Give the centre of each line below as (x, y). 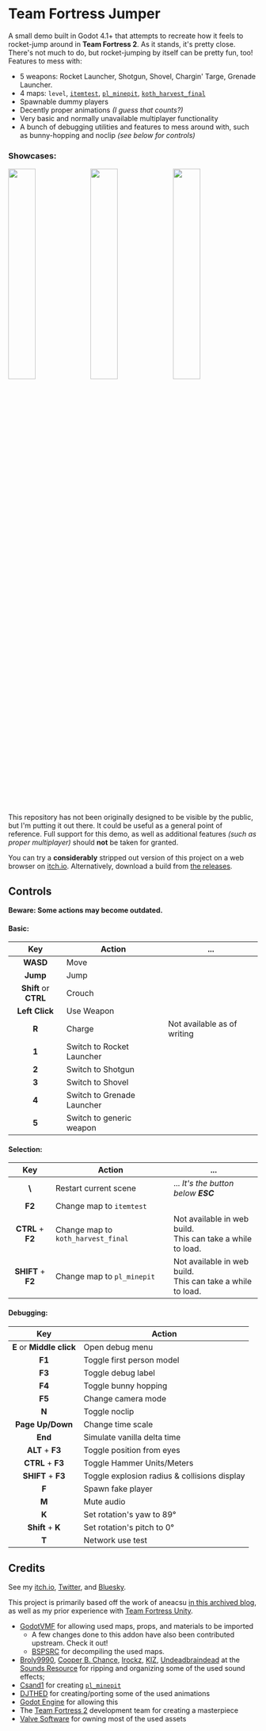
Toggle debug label (120, 1373)
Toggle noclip (109, 1411)
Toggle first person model (131, 1359)
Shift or (35, 989)
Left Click (35, 1011)
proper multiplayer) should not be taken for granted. (93, 843)
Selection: (25, 1149)
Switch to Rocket (97, 1047)
